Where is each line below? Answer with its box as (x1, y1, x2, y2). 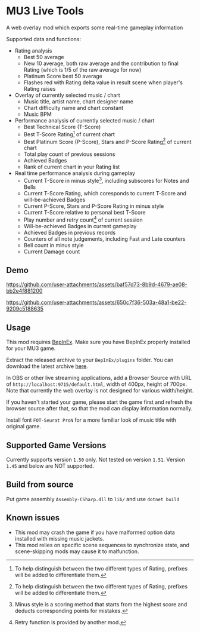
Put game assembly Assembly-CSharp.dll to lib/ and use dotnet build (6, 495, 180, 502)
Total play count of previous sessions (23, 151, 115, 158)
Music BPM (23, 111, 52, 118)
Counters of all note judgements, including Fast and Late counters (23, 235, 186, 243)
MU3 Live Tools (6, 4, 85, 18)
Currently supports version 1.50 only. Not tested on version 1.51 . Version (6, 456, 186, 463)
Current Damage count (23, 248, 80, 255)
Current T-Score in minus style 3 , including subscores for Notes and (23, 176, 189, 184)
